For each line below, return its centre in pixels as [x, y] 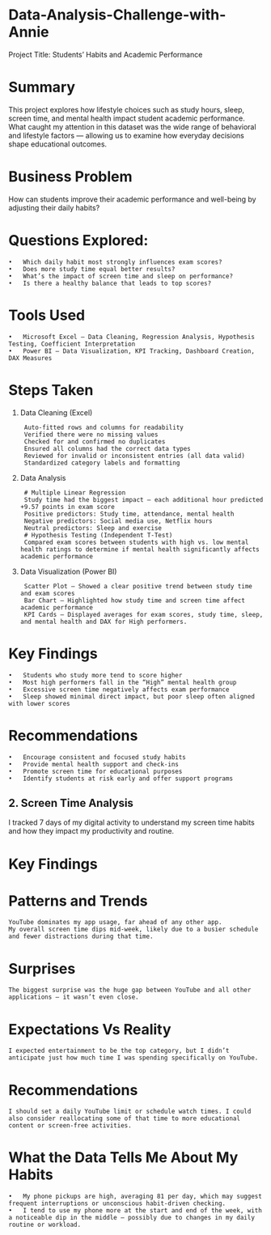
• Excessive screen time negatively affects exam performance [119, 690]
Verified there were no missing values [91, 435]
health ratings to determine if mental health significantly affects [140, 549]
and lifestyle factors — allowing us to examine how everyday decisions [126, 135]
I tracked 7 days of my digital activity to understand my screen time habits [131, 822]
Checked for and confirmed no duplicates [95, 441]
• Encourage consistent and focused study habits [97, 757]
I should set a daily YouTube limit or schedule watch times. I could [130, 1112]
